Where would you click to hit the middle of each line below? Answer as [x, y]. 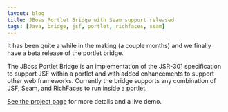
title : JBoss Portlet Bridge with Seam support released [91, 20]
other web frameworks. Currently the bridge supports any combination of [112, 81]
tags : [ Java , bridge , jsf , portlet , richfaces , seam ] [86, 26]
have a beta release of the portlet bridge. [66, 53]
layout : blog [26, 13]
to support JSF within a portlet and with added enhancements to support [111, 74]
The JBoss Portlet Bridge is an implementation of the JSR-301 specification [114, 67]
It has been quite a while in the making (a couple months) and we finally [110, 46]
